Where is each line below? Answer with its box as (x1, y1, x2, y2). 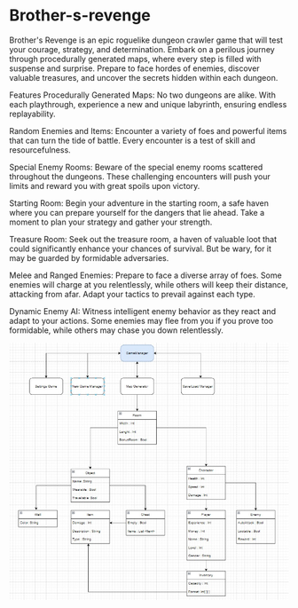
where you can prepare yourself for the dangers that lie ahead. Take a (9, 207, 265, 217)
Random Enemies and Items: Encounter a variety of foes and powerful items (9, 125, 287, 136)
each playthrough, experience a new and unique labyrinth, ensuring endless (9, 99, 287, 109)
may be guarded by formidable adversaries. (9, 252, 169, 263)
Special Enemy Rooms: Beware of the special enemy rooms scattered (9, 162, 263, 172)
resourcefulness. (9, 144, 71, 155)
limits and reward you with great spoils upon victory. (9, 180, 200, 191)
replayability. (9, 108, 56, 119)
